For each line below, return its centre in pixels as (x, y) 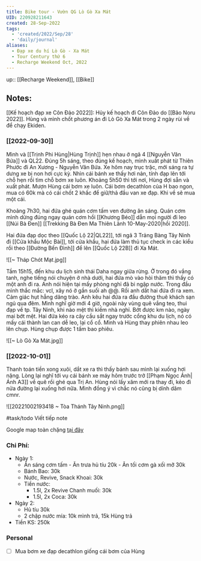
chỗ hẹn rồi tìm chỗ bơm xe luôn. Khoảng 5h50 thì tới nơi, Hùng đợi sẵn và (98, 180)
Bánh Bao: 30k (42, 471)
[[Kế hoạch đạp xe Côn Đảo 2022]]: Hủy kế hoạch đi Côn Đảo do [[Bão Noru (101, 113)
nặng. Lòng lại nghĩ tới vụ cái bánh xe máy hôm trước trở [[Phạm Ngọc (93, 375)
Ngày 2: (25, 503)
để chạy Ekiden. (26, 126)
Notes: (19, 98)
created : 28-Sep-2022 (33, 23)
